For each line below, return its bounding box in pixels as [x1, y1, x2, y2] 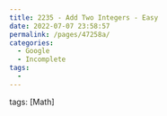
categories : [9, 38, 54, 48]
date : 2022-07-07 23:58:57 [9, 22, 110, 31]
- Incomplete [17, 55, 66, 64]
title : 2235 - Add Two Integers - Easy [9, 13, 159, 22]
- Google [17, 47, 50, 56]
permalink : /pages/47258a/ [9, 30, 110, 39]
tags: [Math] [9, 96, 56, 107]
